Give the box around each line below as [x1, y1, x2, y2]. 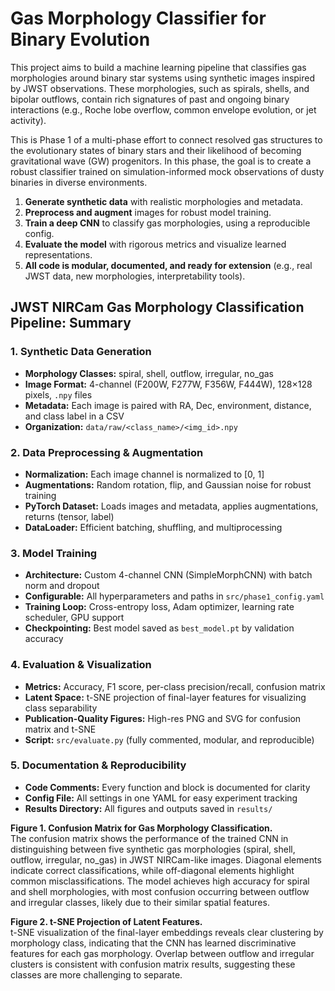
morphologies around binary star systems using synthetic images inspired [10, 72, 316, 84]
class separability [24, 702, 98, 714]
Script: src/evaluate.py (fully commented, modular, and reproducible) [24, 733, 315, 746]
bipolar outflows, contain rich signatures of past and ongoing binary [10, 93, 290, 105]
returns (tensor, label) [24, 510, 115, 522]
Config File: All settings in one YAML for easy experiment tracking [24, 792, 298, 804]
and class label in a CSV [24, 410, 125, 422]
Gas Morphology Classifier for [10, 7, 267, 30]
